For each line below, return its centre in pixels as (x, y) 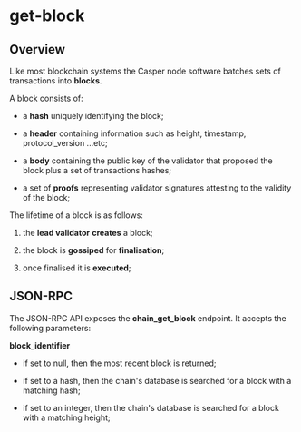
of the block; (46, 197)
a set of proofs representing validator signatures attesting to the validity (157, 188)
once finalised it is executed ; (77, 268)
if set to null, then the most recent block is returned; (119, 363)
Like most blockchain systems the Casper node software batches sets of (145, 71)
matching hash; (51, 390)
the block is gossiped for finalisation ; (93, 250)
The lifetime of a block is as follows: (76, 215)
